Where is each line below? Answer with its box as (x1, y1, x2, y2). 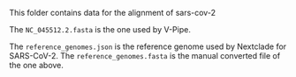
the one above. (9, 60, 65, 70)
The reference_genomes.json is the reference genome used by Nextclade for (9, 41, 287, 52)
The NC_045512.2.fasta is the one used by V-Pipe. (9, 24, 192, 34)
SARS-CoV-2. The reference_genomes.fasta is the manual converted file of (9, 51, 281, 60)
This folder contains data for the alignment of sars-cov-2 (9, 8, 216, 17)
